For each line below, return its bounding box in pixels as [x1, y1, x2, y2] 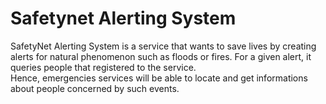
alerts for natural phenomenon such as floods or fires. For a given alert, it [10, 50, 312, 62]
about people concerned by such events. [10, 82, 180, 94]
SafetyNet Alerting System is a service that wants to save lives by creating [10, 40, 317, 52]
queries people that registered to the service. [10, 61, 197, 73]
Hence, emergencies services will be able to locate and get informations [10, 72, 308, 84]
